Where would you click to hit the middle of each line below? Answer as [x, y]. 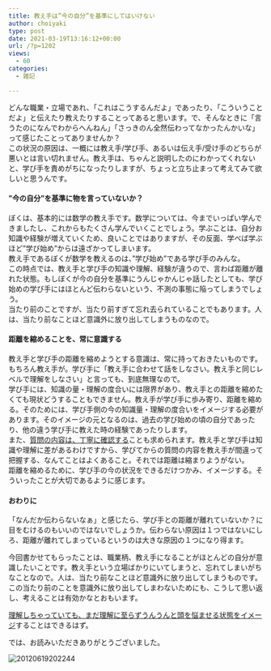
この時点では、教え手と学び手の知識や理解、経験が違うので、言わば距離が [132, 268]
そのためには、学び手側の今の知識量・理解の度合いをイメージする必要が [143, 409]
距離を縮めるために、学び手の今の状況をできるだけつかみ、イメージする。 [132, 470]
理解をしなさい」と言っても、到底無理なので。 [107, 379]
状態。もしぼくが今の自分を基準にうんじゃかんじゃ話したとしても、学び [142, 278]
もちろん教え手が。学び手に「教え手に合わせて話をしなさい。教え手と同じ [132, 369]
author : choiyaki [38, 24]
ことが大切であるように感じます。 [93, 481]
